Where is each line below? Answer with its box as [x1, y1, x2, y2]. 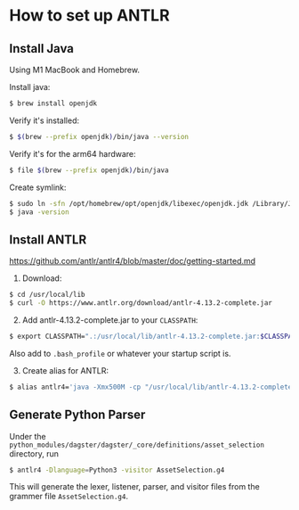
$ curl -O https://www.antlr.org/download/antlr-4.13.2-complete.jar [9, 299, 273, 308]
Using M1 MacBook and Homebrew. [9, 64, 141, 75]
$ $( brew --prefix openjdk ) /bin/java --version [9, 132, 190, 141]
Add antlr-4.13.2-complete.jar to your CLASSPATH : [21, 314, 198, 325]
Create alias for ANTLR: [21, 365, 109, 375]
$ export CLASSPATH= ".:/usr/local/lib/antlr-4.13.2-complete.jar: [9, 332, 261, 341]
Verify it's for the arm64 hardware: [9, 148, 136, 159]
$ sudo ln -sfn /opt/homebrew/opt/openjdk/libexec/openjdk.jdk [9, 199, 249, 208]
